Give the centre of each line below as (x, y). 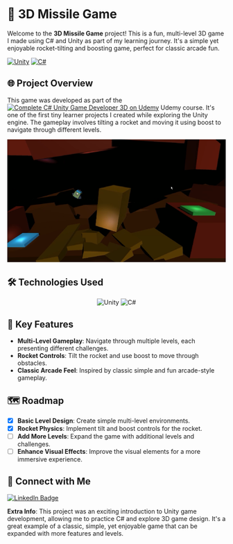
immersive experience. (50, 459)
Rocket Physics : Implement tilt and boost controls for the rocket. (110, 429)
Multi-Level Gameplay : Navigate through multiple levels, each (106, 341)
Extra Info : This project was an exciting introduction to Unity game (102, 511)
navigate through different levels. (54, 129)
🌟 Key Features (41, 324)
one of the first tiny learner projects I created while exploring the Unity (107, 114)
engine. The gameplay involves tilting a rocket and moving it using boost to (114, 122)
